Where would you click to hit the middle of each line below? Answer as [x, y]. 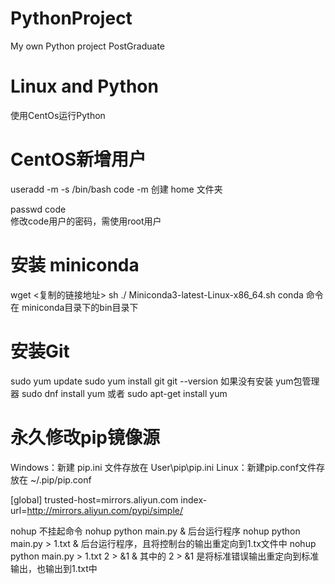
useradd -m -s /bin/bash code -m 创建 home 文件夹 [116, 189]
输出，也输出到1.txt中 [54, 568]
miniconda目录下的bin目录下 [80, 307]
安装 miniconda [75, 265]
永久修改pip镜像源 [85, 437]
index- [194, 499]
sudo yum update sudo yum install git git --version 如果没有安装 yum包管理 [165, 381]
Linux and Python [84, 86]
